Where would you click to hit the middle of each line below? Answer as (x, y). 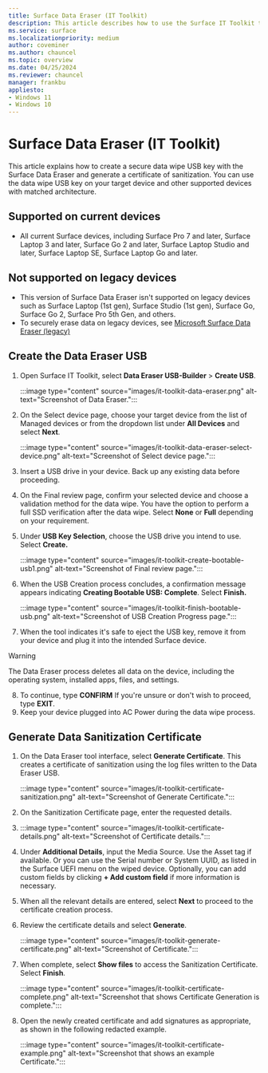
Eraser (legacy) (45, 331)
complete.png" (44, 997)
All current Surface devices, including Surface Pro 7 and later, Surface (135, 235)
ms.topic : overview (41, 61)
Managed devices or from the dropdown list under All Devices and (130, 423)
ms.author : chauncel (43, 53)
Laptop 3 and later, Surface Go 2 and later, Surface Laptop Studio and (134, 244)
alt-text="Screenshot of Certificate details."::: (136, 836)
